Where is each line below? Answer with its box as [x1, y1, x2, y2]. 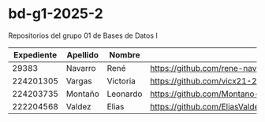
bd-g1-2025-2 [8, 5, 104, 23]
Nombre [109, 49, 140, 60]
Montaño [65, 88, 100, 99]
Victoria [106, 76, 136, 87]
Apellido [66, 49, 99, 60]
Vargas [65, 76, 92, 87]
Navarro [65, 62, 96, 73]
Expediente [13, 49, 58, 60]
